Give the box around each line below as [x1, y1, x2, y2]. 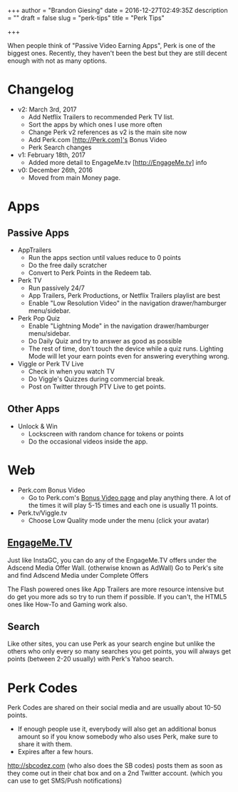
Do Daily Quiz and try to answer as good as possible [28, 336, 182, 345]
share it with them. [17, 740, 73, 748]
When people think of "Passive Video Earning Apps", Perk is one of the [7, 41, 216, 49]
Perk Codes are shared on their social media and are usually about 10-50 [7, 703, 222, 712]
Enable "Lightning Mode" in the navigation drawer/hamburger [28, 321, 209, 330]
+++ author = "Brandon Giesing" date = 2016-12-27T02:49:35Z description [7, 6, 228, 14]
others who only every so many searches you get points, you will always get [7, 647, 232, 656]
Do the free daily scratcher [28, 261, 108, 269]
